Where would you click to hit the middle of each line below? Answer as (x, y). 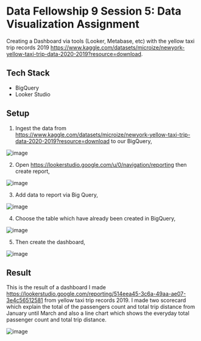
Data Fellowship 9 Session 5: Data (94, 11)
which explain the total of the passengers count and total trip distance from (101, 307)
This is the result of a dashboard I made (56, 287)
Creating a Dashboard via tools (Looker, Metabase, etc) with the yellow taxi (100, 41)
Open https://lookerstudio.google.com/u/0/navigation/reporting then (101, 164)
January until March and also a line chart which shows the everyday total (98, 313)
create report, (32, 171)
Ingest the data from (41, 128)
